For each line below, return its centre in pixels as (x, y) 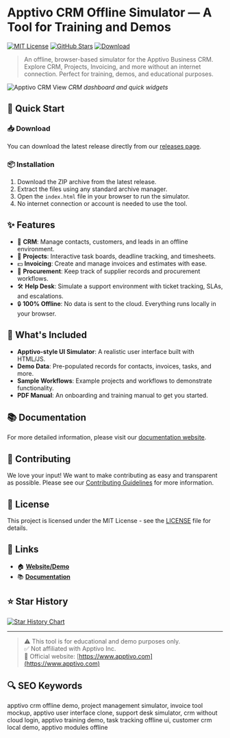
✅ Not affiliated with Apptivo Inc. (70, 648)
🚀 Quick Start (36, 109)
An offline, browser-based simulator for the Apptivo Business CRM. (118, 59)
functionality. (35, 387)
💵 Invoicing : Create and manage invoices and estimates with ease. (112, 263)
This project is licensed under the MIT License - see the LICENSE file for (109, 520)
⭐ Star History (38, 601)
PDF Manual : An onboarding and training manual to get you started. (113, 395)
